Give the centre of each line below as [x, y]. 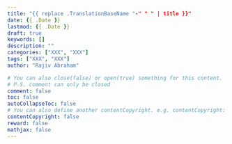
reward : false [28, 123]
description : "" [31, 46]
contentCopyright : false [43, 117]
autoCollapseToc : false [42, 104]
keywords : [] [26, 40]
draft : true [24, 33]
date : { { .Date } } [34, 20]
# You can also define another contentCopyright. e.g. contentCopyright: [117, 111]
